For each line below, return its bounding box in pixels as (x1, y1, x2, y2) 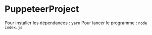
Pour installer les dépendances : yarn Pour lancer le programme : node (4, 20, 147, 26)
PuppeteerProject (4, 3, 79, 15)
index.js (4, 25, 23, 30)
